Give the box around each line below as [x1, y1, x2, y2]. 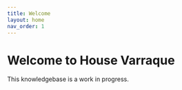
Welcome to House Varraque [7, 52, 175, 68]
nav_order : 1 [7, 23, 45, 30]
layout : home [7, 16, 45, 23]
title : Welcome [7, 10, 51, 17]
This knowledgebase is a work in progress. [7, 75, 129, 83]
